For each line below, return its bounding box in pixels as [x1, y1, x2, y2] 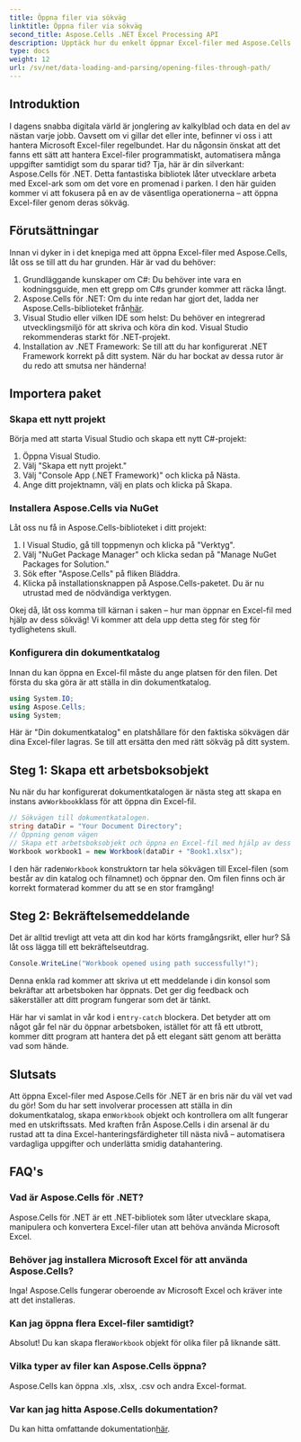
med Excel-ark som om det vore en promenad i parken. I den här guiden [9, 177, 277, 189]
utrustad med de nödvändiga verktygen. [22, 587, 173, 598]
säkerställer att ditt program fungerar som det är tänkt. [9, 995, 211, 1006]
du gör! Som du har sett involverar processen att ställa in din [9, 1100, 233, 1111]
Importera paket [9, 386, 102, 401]
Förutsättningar [9, 223, 99, 238]
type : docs [9, 47, 50, 56]
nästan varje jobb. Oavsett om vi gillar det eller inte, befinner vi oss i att [9, 130, 272, 140]
